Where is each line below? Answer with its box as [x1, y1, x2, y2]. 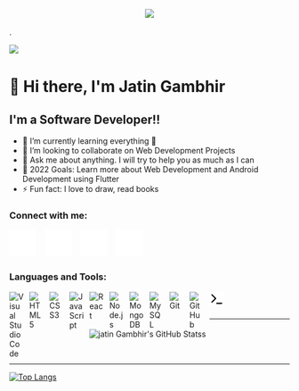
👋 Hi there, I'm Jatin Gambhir [9, 77, 226, 97]
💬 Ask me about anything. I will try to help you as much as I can [21, 154, 255, 165]
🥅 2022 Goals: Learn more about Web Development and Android [21, 164, 259, 174]
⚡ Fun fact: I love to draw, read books [21, 184, 159, 194]
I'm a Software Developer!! [9, 112, 161, 127]
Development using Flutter [21, 174, 120, 184]
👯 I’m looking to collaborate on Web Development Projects [21, 146, 236, 155]
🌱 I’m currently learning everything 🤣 [21, 136, 158, 146]
